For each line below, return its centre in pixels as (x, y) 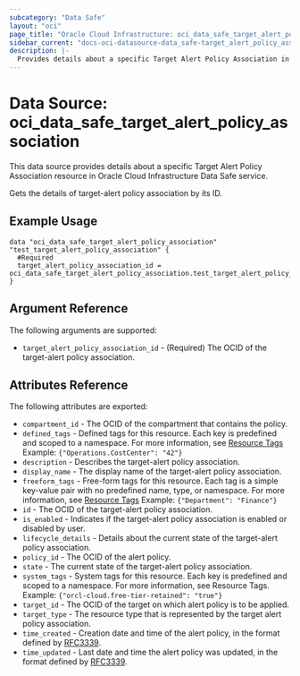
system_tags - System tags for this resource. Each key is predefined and (154, 576)
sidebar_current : (42, 43)
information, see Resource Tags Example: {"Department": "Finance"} (150, 500)
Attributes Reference (69, 385)
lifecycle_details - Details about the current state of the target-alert (150, 538)
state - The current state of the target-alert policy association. (137, 567)
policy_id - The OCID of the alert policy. (96, 557)
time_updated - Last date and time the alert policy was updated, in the (150, 652)
